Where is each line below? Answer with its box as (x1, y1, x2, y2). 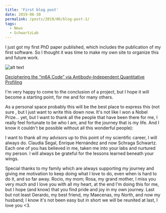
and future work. (5, 55, 39, 60)
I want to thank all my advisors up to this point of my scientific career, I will (5, 135, 158, 140)
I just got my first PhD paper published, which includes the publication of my (5, 44, 161, 50)
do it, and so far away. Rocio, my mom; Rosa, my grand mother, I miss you (5, 176, 156, 182)
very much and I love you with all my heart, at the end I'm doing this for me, (5, 181, 160, 187)
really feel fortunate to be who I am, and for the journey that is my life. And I (5, 120, 160, 125)
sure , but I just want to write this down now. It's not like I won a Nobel (5, 109, 148, 115)
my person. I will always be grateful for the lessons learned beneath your (5, 150, 154, 156)
